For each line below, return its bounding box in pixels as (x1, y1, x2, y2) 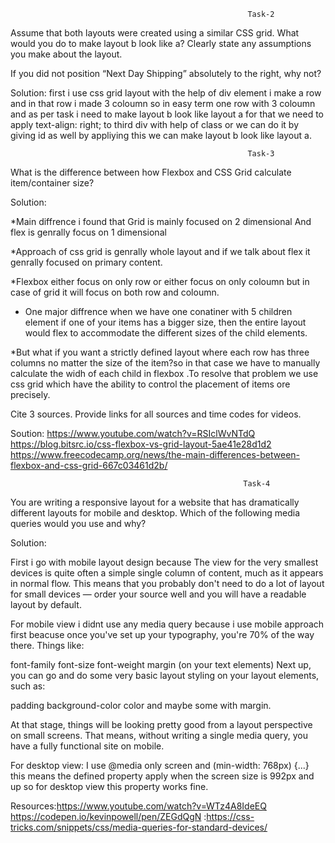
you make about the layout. (10, 48, 123, 60)
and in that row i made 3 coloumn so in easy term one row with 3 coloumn (10, 98, 316, 109)
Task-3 (247, 149, 275, 159)
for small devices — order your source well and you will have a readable (10, 588, 307, 600)
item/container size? (10, 177, 95, 189)
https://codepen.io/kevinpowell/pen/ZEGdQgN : (10, 811, 207, 822)
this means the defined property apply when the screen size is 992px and (10, 770, 315, 782)
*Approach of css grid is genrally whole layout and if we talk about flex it (10, 246, 311, 257)
